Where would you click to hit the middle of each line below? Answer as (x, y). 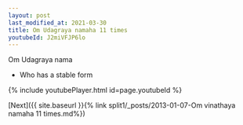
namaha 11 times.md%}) (47, 114)
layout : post (29, 15)
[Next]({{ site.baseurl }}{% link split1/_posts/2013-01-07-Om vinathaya (122, 105)
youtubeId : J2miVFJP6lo (47, 37)
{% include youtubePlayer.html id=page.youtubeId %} (95, 90)
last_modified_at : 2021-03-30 (58, 23)
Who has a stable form (56, 75)
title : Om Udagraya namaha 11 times (68, 30)
